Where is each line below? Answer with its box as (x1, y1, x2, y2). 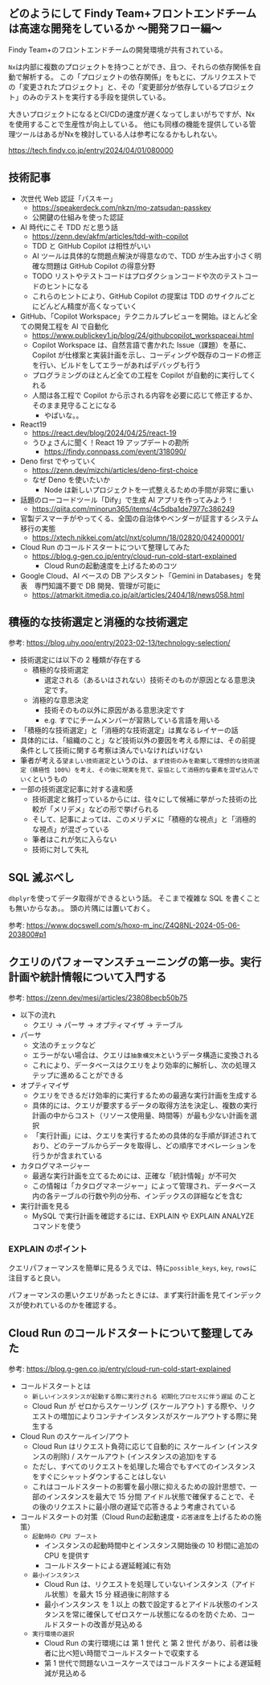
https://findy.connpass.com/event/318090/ (43, 447, 186, 456)
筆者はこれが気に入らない (31, 834, 117, 844)
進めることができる (59, 1070, 125, 1080)
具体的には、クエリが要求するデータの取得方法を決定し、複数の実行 (31, 1101, 258, 1110)
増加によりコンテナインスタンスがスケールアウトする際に (59, 1411, 251, 1421)
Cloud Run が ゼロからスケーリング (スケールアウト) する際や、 (31, 1402, 242, 1411)
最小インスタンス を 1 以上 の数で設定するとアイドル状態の (43, 1600, 238, 1609)
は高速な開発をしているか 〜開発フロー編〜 (8, 22, 223, 35)
